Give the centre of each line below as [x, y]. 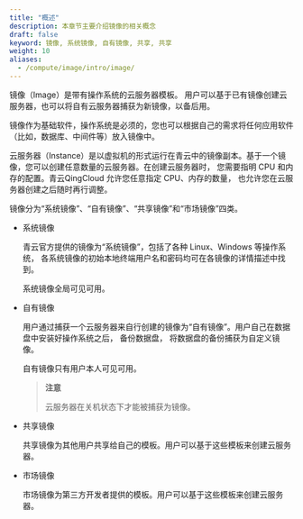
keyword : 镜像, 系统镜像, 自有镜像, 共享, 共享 [91, 43]
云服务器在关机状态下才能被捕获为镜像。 [120, 406]
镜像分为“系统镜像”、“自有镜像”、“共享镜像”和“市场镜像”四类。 [126, 208]
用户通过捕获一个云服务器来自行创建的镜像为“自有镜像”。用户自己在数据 [156, 326]
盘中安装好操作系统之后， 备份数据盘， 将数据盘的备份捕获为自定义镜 [151, 338]
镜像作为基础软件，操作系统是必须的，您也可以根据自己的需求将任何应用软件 [151, 125]
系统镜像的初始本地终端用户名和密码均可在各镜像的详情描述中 [163, 258]
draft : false [34, 34]
